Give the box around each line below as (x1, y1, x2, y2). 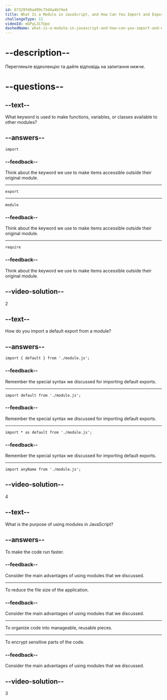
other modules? (5, 119, 37, 125)
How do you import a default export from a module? (5, 328, 111, 334)
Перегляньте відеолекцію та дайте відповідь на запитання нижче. (5, 64, 146, 70)
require (5, 245, 21, 250)
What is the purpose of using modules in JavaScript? (5, 521, 113, 527)
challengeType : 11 (5, 16, 43, 21)
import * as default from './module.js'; (5, 430, 92, 435)
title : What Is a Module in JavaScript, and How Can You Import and (5, 12, 150, 17)
